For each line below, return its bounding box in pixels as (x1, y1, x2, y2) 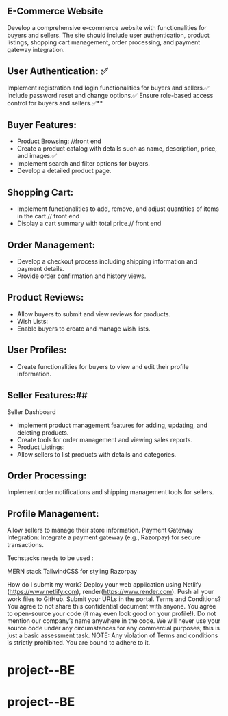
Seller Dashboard (7, 407, 56, 416)
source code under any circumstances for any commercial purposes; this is (7, 624, 220, 632)
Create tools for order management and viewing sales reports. (16, 435, 193, 444)
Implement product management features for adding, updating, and (16, 421, 207, 429)
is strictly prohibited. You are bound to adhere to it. (7, 639, 151, 647)
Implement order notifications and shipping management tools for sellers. (7, 488, 214, 496)
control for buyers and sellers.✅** (7, 99, 103, 107)
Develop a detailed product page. (16, 167, 112, 175)
